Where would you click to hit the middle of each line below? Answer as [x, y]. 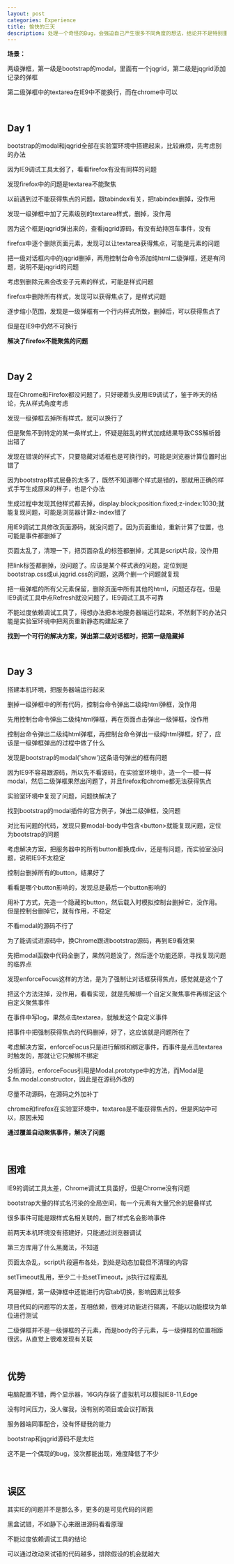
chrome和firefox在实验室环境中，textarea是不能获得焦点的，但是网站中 [109, 1109]
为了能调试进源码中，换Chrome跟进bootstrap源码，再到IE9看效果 [101, 940]
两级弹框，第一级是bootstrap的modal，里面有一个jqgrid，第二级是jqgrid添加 [117, 69]
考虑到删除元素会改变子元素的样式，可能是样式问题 [80, 282]
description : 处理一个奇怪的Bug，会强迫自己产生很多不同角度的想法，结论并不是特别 [115, 33]
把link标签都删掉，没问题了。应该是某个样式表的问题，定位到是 [97, 565]
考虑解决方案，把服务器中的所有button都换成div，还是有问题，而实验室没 [112, 849]
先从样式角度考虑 [44, 403]
